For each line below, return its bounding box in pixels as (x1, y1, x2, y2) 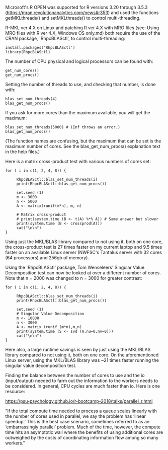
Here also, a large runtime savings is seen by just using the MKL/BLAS (5, 347, 151, 352)
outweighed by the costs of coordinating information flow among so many (5, 435, 158, 440)
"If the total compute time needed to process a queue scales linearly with (5, 408, 157, 414)
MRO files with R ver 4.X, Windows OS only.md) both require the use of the (5, 30, 160, 36)
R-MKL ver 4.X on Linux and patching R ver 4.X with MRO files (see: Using (5, 25, 159, 31)
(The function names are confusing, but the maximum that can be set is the (5, 138, 161, 144)
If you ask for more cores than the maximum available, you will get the (5, 110, 150, 115)
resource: (5, 389, 25, 394)
